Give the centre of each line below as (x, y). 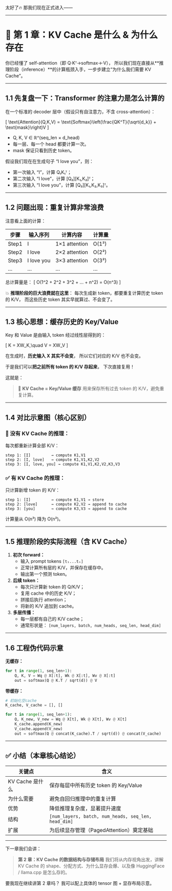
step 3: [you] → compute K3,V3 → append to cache (66, 509)
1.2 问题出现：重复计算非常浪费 (55, 207)
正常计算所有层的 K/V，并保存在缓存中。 (63, 568)
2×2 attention (72, 252)
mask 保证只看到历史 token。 (44, 150)
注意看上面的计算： (26, 221)
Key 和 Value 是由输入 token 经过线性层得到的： (56, 335)
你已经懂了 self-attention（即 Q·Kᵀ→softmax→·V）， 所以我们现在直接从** (82, 63)
